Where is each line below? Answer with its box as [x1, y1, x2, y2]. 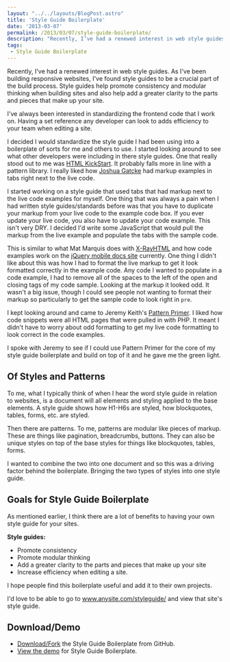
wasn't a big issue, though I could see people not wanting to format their [7, 287, 212, 296]
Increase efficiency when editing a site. [16, 567, 128, 576]
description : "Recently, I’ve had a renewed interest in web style [7, 36, 204, 43]
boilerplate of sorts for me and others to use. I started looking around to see [7, 145, 221, 153]
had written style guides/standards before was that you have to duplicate [7, 202, 214, 210]
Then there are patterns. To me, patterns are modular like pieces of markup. [7, 424, 221, 432]
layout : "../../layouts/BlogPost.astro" [7, 10, 125, 17]
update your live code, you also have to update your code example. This [7, 216, 211, 224]
